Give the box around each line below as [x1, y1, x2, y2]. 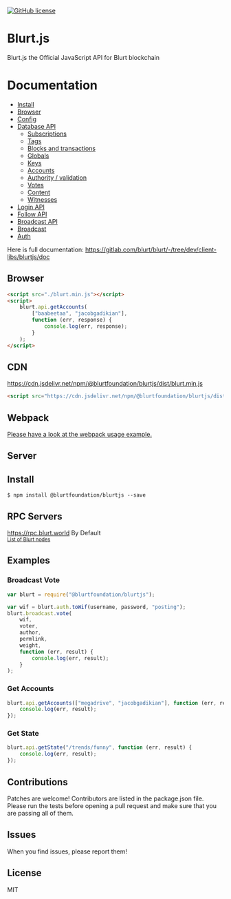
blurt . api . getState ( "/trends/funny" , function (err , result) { [7, 744, 192, 751]
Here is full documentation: [7, 245, 84, 254]
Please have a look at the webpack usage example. [7, 431, 153, 439]
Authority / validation [27, 173, 87, 182]
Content [27, 188, 50, 196]
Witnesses [27, 195, 58, 203]
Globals [27, 152, 49, 160]
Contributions [7, 776, 68, 788]
